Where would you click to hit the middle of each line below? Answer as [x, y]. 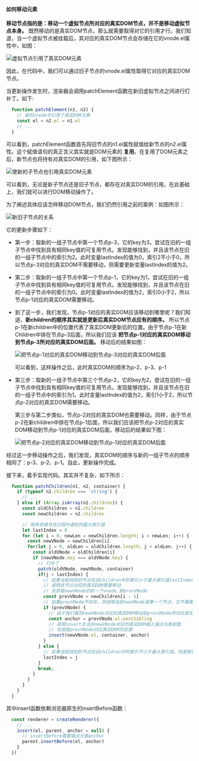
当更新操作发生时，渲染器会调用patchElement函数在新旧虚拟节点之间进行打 [98, 91]
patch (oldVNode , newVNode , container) [86, 569]
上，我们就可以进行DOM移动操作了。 [51, 192]
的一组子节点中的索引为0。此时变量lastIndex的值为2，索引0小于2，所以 [102, 292]
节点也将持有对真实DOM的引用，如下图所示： [77, 159]
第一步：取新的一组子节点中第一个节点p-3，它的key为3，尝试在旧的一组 [103, 242]
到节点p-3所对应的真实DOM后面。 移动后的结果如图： [81, 342]
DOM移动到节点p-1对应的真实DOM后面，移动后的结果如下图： [91, 430]
